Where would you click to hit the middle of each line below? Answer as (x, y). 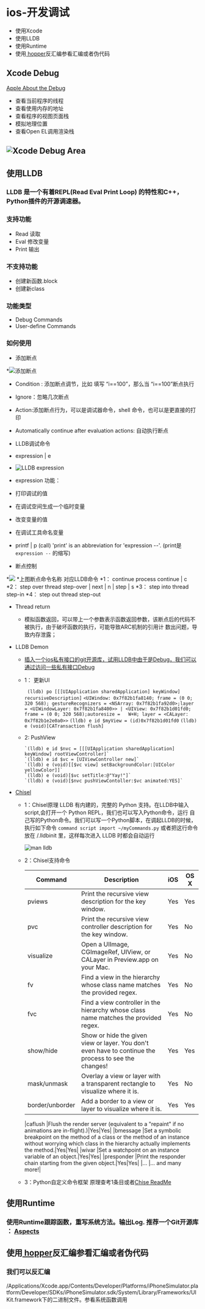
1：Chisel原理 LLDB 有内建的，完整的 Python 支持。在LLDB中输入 (106, 805)
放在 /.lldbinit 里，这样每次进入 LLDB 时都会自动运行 (89, 835)
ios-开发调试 (38, 13)
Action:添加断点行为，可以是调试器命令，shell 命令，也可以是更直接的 (103, 410)
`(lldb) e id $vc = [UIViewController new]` (82, 759)
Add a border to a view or (118, 1101)
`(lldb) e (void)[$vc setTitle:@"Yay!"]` (77, 775)
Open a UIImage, (105, 944)
